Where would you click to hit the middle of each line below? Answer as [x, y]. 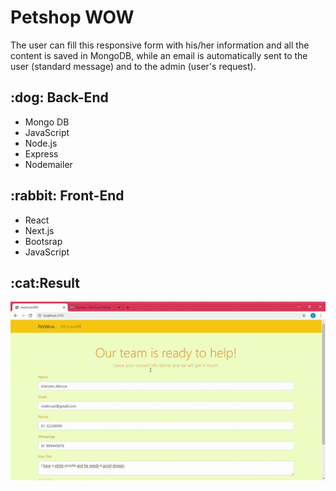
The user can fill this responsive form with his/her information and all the [160, 45]
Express [41, 153]
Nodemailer [48, 164]
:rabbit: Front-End [67, 196]
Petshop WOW [72, 17]
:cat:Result [45, 282]
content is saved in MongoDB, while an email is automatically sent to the [159, 55]
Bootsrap [43, 241]
